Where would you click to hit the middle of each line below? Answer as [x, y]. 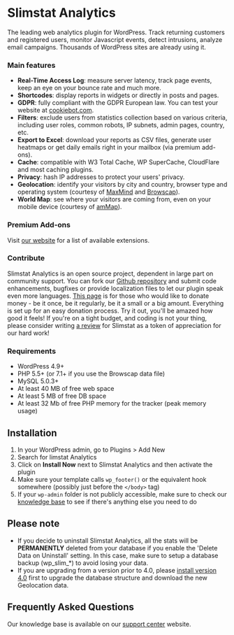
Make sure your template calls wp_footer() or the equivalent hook [112, 479]
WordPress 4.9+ [41, 366]
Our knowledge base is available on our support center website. [99, 624]
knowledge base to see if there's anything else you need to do [107, 501]
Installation [32, 433]
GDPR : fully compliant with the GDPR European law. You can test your [118, 103]
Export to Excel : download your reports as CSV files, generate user [114, 140]
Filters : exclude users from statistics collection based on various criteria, [122, 117]
